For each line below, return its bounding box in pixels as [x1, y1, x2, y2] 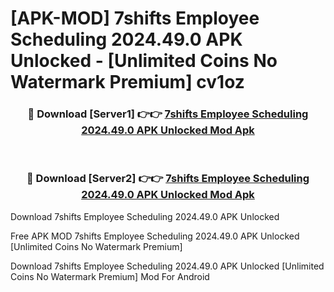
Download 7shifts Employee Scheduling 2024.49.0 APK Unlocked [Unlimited [10, 260, 325, 272]
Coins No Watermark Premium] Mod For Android [10, 270, 210, 282]
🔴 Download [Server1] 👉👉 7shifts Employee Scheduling [27, 107, 309, 121]
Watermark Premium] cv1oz [10, 71, 245, 94]
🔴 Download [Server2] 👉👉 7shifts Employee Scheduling [26, 172, 310, 186]
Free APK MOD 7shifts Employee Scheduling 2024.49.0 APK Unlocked [10, 230, 300, 242]
